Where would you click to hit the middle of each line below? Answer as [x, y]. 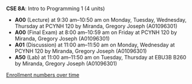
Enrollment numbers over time [43, 75]
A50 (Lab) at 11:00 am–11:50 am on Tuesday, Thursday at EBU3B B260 [100, 57]
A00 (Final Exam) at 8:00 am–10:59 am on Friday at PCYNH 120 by [96, 32]
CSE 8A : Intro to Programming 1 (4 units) [56, 9]
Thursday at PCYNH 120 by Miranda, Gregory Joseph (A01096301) [96, 26]
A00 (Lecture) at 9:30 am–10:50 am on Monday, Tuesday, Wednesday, [101, 20]
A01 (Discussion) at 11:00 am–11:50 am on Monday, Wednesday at [95, 45]
